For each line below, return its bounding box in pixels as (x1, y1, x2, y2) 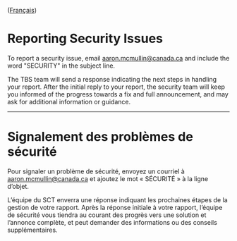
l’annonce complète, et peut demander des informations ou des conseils (7, 218, 217, 226)
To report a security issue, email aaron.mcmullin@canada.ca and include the (7, 54, 230, 62)
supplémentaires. (7, 225, 58, 234)
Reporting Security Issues (7, 31, 164, 47)
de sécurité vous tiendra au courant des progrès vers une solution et (7, 211, 207, 219)
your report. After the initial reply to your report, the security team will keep (7, 82, 226, 91)
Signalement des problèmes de (7, 129, 194, 145)
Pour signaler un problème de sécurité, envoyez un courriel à (7, 167, 185, 175)
